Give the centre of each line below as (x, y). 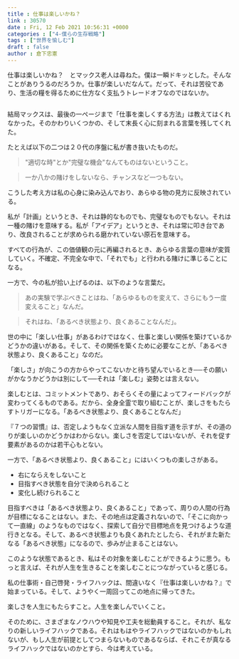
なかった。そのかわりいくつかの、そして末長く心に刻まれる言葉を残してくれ (119, 123)
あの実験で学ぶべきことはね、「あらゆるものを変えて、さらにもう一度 (126, 297)
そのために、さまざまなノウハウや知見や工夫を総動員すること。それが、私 (116, 621)
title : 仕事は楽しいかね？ (44, 14)
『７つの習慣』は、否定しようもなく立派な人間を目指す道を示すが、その (113, 426)
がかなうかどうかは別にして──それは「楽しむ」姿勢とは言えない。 (105, 378)
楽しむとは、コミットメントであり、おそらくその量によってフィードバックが (119, 393)
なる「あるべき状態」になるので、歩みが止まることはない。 (95, 543)
